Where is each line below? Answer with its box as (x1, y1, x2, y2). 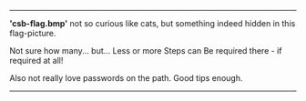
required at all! (9, 56, 64, 66)
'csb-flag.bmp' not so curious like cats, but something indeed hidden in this (9, 18, 296, 28)
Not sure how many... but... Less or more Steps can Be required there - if (9, 45, 282, 56)
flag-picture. (9, 28, 56, 38)
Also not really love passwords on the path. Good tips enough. (9, 73, 243, 83)
